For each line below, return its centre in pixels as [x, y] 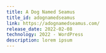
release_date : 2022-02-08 [39, 29]
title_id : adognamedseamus [41, 18]
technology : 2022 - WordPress [45, 35]
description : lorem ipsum [39, 40]
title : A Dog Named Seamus [41, 12]
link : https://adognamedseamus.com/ [53, 23]
